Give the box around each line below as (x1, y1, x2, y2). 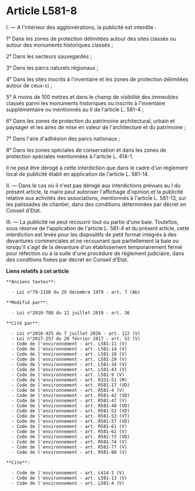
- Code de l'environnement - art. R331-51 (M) (11, 377, 127, 383)
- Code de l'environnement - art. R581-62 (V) (11, 428, 127, 434)
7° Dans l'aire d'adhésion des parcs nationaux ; (6, 135, 120, 142)
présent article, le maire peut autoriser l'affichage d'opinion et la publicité (6, 188, 183, 195)
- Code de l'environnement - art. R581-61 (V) (11, 423, 127, 429)
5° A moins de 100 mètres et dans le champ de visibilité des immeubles (6, 93, 179, 100)
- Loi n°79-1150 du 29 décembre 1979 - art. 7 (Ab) (11, 289, 141, 295)
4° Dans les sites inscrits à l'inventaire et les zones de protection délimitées (6, 76, 189, 83)
